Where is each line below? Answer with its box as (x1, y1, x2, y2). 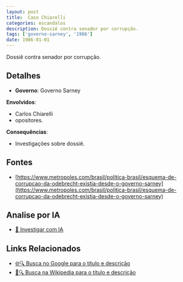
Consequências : (6, 128, 48, 136)
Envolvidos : (6, 98, 37, 105)
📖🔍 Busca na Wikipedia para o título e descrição (14, 269, 136, 276)
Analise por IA (6, 210, 60, 221)
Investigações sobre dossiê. (14, 140, 85, 147)
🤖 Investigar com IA (14, 226, 64, 233)
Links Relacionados (6, 243, 81, 254)
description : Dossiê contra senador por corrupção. (6, 25, 138, 32)
